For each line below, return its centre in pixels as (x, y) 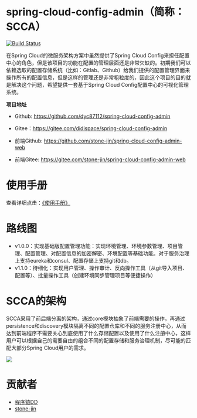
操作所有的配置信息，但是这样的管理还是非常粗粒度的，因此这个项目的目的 (96, 77)
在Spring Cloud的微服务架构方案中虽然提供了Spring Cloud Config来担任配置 (98, 55)
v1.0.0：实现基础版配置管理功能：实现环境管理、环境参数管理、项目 (96, 246)
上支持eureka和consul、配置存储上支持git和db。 (73, 260)
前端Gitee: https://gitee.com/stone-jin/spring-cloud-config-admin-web (100, 159)
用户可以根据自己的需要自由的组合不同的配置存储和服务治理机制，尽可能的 (96, 340)
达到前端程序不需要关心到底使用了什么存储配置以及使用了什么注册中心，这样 (98, 333)
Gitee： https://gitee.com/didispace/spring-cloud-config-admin (91, 128)
